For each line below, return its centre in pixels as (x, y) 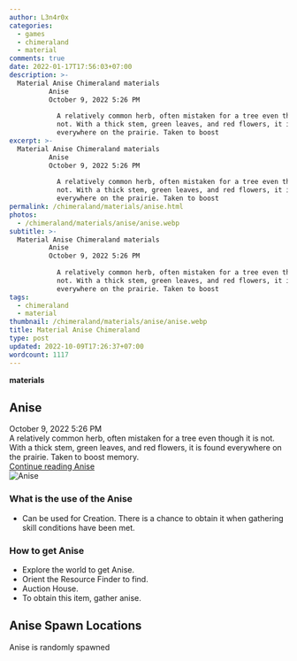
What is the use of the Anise (71, 499)
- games (31, 34)
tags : (19, 297)
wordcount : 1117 (39, 355)
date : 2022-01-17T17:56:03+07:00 (71, 67)
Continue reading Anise (52, 466)
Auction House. (50, 588)
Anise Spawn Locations (76, 626)
